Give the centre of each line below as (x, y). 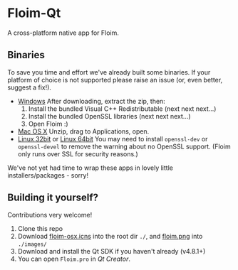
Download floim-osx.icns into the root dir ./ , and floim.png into (110, 236)
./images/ (32, 244)
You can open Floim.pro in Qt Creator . (74, 259)
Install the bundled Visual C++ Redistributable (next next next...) (122, 109)
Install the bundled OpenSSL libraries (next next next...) (109, 116)
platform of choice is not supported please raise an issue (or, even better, (115, 80)
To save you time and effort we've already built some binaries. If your (109, 72)
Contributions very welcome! (50, 215)
